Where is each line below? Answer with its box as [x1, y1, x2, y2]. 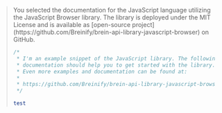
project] [132, 21, 155, 28]
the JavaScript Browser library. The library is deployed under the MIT [12, 13, 211, 21]
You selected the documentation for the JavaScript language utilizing [12, 6, 211, 14]
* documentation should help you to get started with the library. [16, 62, 216, 69]
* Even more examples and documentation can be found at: [16, 68, 188, 75]
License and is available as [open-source [12, 21, 131, 28]
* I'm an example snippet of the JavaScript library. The [16, 55, 188, 62]
